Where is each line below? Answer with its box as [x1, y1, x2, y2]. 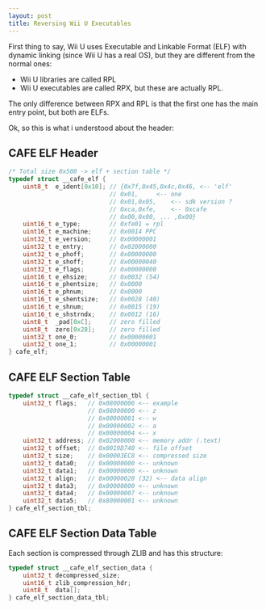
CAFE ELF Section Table [8, 370, 131, 384]
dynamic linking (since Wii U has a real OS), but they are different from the [8, 50, 256, 60]
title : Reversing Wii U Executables [8, 19, 131, 27]
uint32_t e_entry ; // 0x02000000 [23, 243, 157, 251]
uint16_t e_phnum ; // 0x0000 [23, 288, 143, 296]
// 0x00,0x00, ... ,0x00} [109, 212, 197, 221]
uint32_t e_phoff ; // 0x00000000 [23, 250, 157, 259]
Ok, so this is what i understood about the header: [8, 123, 175, 133]
